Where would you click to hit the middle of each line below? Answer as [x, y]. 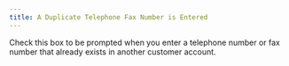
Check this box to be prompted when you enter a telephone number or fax [145, 42]
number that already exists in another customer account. [113, 51]
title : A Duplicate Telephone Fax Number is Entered [109, 17]
